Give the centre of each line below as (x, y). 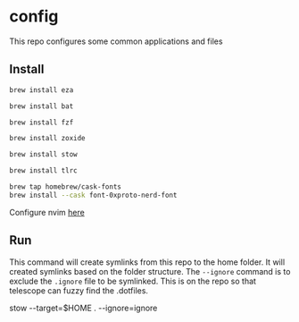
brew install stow (43, 155)
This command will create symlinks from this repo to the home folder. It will (147, 262)
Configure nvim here (47, 212)
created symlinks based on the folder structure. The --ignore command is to (150, 271)
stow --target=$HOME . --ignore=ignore (83, 308)
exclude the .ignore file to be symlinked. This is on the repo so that (133, 281)
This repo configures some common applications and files (116, 41)
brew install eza (42, 90)
